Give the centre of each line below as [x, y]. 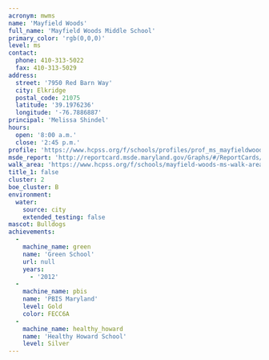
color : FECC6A [46, 313]
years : [34, 269]
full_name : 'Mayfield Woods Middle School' [82, 30]
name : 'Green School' [58, 254]
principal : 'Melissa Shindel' [59, 120]
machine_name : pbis [55, 292]
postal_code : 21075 [48, 98]
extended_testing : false [64, 217]
